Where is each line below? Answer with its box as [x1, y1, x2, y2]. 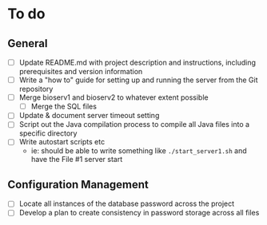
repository [18, 85, 54, 94]
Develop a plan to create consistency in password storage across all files [18, 208, 260, 218]
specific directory [18, 128, 78, 138]
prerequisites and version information [18, 67, 143, 77]
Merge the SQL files [30, 101, 98, 112]
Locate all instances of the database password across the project [18, 199, 235, 208]
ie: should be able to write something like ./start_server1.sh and [30, 146, 247, 156]
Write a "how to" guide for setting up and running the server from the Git [18, 75, 258, 85]
